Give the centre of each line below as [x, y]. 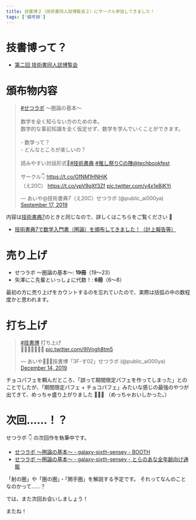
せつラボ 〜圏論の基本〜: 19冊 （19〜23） [64, 273]
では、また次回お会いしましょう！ [47, 499]
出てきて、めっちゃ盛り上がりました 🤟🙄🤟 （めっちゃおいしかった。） [88, 395]
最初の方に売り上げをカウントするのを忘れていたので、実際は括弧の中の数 [96, 292]
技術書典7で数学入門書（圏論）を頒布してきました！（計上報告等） [95, 229]
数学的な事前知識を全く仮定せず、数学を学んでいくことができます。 [102, 129]
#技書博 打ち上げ [41, 343]
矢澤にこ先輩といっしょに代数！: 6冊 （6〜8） [69, 280]
